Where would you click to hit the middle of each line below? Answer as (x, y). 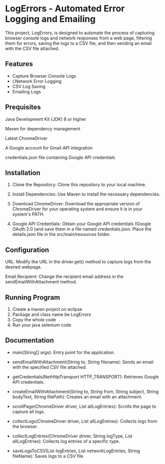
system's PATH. (28, 214)
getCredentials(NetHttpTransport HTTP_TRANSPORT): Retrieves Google (85, 377)
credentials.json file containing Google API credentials (60, 157)
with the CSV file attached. (32, 48)
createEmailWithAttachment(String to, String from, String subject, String (85, 391)
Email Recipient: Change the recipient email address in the (64, 276)
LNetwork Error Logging (37, 81)
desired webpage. (23, 267)
